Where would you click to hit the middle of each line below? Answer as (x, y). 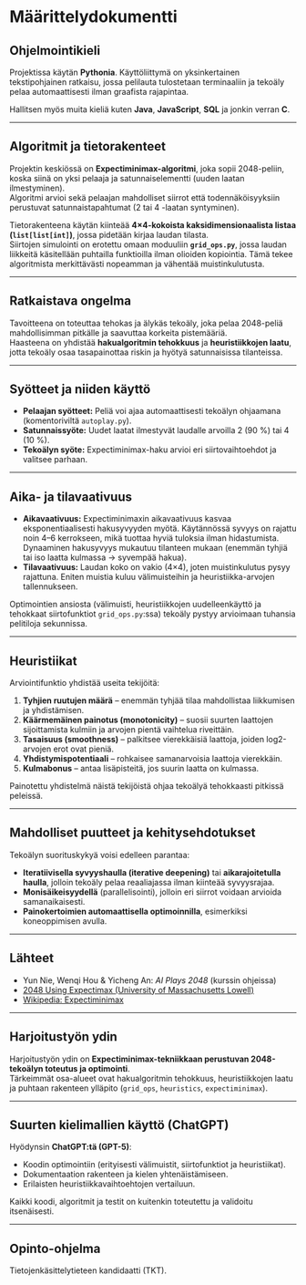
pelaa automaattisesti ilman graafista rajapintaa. (99, 92)
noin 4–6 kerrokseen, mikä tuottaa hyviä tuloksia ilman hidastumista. (151, 538)
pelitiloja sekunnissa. (49, 624)
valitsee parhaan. (55, 460)
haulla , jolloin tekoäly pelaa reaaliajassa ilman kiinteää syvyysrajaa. (148, 882)
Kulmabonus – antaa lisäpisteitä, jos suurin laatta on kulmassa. (141, 769)
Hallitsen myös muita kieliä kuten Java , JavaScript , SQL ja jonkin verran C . (150, 109)
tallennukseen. (50, 586)
